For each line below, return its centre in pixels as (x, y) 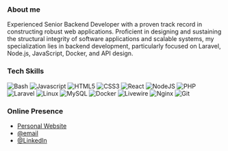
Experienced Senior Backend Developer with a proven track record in (105, 25)
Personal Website (42, 126)
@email (28, 133)
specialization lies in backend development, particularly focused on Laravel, (114, 46)
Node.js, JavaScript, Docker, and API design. (70, 53)
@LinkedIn (32, 140)
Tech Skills (26, 71)
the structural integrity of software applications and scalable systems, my (111, 39)
